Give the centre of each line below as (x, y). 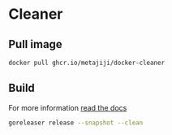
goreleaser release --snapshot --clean (76, 123)
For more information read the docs (68, 107)
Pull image (35, 44)
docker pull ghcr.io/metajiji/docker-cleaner (86, 63)
